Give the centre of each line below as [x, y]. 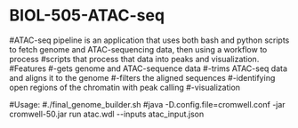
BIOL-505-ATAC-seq [87, 16]
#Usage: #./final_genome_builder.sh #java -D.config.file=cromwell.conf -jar [148, 104]
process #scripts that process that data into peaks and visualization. [134, 59]
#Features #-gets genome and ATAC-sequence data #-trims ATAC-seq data [148, 68]
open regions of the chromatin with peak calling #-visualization [125, 87]
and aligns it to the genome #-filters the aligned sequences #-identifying [142, 77]
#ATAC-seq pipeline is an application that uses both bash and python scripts [149, 40]
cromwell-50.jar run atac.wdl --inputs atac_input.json [107, 114]
